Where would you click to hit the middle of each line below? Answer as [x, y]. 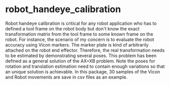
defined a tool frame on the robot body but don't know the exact [72, 28]
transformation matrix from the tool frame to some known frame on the [79, 34]
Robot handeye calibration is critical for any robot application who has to [81, 23]
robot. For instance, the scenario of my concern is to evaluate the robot [80, 39]
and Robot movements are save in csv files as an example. [66, 77]
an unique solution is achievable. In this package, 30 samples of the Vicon [83, 71]
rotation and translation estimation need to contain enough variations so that [85, 66]
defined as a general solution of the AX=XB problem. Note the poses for [80, 61]
